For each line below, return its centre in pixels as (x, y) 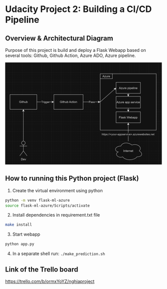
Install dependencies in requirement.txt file (56, 215)
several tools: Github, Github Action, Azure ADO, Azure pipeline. (71, 55)
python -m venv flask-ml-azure (38, 200)
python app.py (20, 244)
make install (19, 225)
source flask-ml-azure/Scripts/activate (48, 206)
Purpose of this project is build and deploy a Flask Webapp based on (76, 50)
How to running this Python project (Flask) (72, 178)
